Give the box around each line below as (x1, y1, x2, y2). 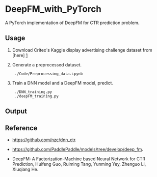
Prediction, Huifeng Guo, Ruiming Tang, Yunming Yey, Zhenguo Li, (12, 161, 146, 167)
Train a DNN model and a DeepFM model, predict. (12, 80, 113, 86)
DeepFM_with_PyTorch (5, 3, 102, 15)
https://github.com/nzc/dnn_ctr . (12, 137, 77, 143)
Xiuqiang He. (12, 166, 39, 172)
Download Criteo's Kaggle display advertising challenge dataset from (12, 47, 153, 53)
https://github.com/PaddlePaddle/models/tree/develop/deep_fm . (12, 146, 143, 152)
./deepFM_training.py (14, 93, 59, 99)
